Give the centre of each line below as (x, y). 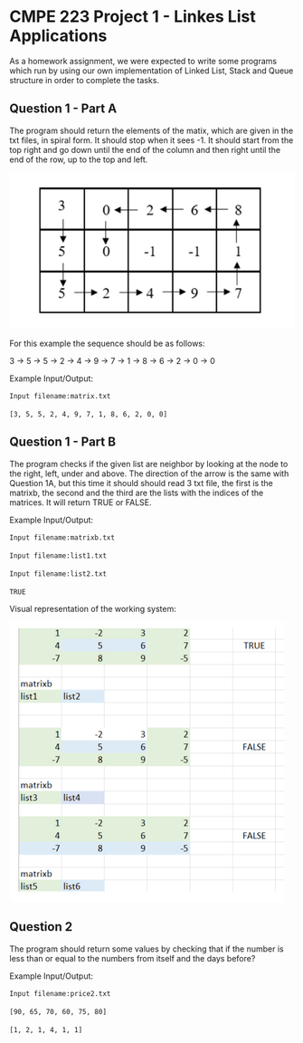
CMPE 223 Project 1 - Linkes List (133, 17)
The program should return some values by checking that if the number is (147, 949)
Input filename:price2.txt (60, 993)
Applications (58, 36)
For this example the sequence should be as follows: (107, 343)
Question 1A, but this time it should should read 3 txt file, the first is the (141, 483)
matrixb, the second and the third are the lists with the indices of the (137, 493)
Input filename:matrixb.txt (62, 537)
